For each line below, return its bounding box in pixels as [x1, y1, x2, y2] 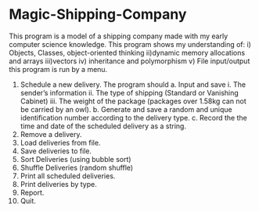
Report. [20, 188, 45, 197]
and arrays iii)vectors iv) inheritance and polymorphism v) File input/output [9, 56, 250, 66]
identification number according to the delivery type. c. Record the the [20, 113, 247, 122]
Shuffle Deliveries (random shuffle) [20, 163, 134, 172]
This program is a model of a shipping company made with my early [9, 31, 228, 41]
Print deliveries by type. [20, 179, 97, 189]
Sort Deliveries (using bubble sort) [20, 154, 131, 163]
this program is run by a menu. [9, 64, 108, 74]
